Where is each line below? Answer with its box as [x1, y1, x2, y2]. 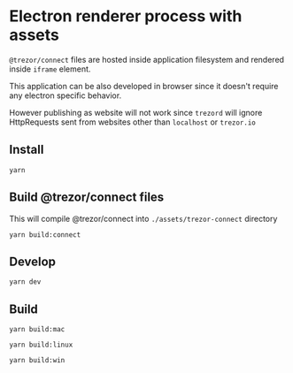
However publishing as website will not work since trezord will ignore [9, 107, 263, 118]
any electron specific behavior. [9, 90, 122, 101]
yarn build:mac [9, 325, 66, 334]
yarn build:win [9, 356, 66, 365]
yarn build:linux [9, 340, 73, 350]
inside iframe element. [9, 64, 91, 74]
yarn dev [9, 278, 42, 286]
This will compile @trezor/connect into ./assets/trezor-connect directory [9, 213, 278, 224]
